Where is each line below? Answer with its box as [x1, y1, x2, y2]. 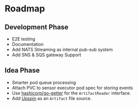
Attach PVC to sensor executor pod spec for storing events [11, 85, 133, 91]
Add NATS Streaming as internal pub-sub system [11, 47, 113, 52]
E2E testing [11, 36, 35, 42]
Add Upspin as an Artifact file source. [11, 95, 92, 101]
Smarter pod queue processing [11, 79, 76, 85]
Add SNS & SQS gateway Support [11, 52, 82, 58]
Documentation [11, 41, 44, 47]
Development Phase [4, 23, 69, 31]
